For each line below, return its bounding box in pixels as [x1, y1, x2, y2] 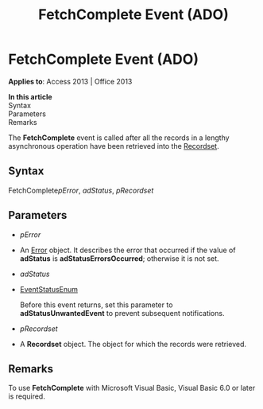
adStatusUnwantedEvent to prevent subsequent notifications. [19, 308, 225, 317]
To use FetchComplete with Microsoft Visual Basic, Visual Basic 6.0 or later [8, 384, 256, 393]
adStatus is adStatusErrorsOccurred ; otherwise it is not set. [19, 253, 220, 263]
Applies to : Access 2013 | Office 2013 [8, 76, 133, 86]
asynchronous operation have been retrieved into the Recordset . [8, 141, 220, 150]
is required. [8, 391, 45, 401]
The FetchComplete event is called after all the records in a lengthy [8, 133, 230, 142]
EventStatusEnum [19, 284, 78, 294]
